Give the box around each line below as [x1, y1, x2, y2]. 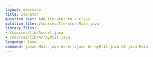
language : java [5, 40, 37, 45]
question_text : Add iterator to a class [5, 16, 91, 21]
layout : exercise [5, 7, 41, 12]
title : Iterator [5, 12, 39, 17]
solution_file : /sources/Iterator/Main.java [5, 21, 99, 26]
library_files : [5, 26, 37, 31]
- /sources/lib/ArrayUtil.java [5, 35, 70, 40]
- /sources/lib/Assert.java [5, 30, 64, 35]
